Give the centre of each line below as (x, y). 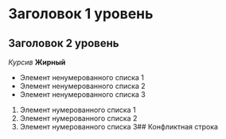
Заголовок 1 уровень (81, 14)
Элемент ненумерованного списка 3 (82, 95)
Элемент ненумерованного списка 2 (82, 86)
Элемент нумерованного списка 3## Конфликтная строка (119, 127)
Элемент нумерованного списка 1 (78, 110)
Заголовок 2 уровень (64, 43)
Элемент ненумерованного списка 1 (82, 77)
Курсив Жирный (37, 62)
